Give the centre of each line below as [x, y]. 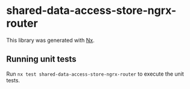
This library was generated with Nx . [50, 40]
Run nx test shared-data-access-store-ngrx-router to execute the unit [95, 74]
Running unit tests [41, 59]
